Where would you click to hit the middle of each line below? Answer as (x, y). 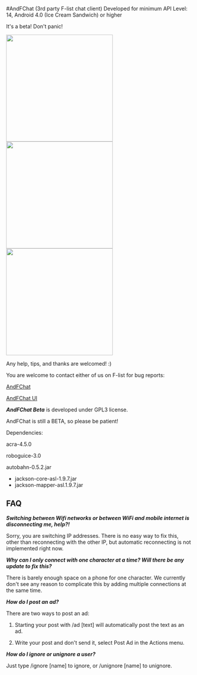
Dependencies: (25, 432)
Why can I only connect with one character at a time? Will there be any (95, 560)
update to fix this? (29, 566)
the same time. (24, 590)
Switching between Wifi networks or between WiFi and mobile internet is (98, 518)
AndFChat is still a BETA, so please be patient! (62, 421)
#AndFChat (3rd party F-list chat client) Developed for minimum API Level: (97, 9)
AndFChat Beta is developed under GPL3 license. (67, 410)
